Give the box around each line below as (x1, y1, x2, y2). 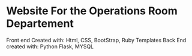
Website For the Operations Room (6, 4, 178, 18)
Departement (6, 17, 74, 30)
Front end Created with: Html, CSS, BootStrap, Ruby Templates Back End (6, 36, 187, 43)
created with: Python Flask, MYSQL (6, 43, 94, 50)
